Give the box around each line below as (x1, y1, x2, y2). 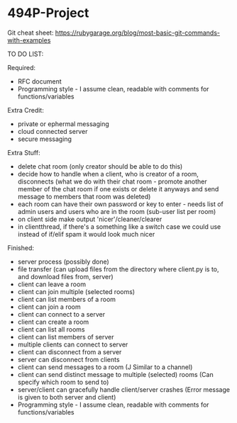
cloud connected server (17, 127, 88, 135)
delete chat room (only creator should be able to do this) (17, 162, 183, 171)
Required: (7, 63, 36, 72)
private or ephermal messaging (17, 119, 109, 128)
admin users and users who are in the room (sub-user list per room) (17, 207, 216, 215)
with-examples (7, 35, 51, 44)
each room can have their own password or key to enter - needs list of (17, 200, 224, 208)
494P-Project (7, 5, 89, 21)
